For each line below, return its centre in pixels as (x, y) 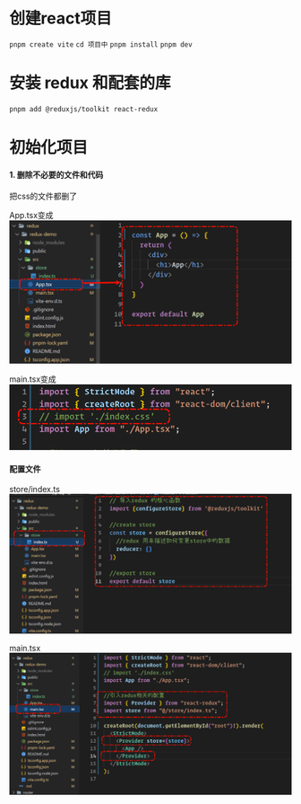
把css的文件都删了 (43, 196)
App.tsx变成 (31, 216)
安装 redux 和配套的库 (90, 83)
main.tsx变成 (33, 379)
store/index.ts (35, 490)
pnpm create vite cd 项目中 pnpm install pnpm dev (101, 44)
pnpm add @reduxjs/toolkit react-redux (84, 109)
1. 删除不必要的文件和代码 (56, 174)
